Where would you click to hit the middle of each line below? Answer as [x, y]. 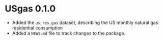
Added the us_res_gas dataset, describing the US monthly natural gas [85, 22]
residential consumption [37, 27]
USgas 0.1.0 [30, 9]
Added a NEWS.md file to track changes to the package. [69, 33]
